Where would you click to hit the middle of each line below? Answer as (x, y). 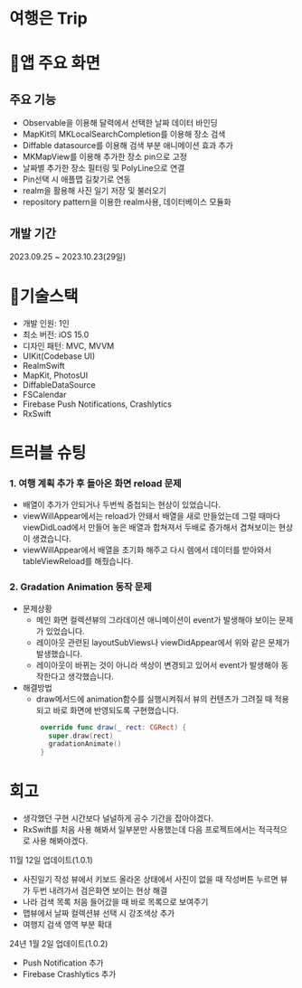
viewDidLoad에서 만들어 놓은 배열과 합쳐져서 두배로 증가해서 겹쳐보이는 (149, 527)
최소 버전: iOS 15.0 (56, 334)
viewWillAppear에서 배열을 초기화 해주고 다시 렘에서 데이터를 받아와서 (147, 550)
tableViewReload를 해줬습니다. (78, 561)
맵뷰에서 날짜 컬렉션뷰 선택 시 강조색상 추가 (99, 913)
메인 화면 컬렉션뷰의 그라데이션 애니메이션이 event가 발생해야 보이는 (156, 619)
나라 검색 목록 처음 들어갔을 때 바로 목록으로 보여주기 (115, 902)
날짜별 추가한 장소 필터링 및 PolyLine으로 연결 (104, 168)
